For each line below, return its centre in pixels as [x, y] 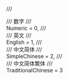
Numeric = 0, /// [26, 28]
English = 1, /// [24, 42]
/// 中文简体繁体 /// [30, 64]
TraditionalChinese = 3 [34, 70]
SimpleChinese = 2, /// [34, 56]
